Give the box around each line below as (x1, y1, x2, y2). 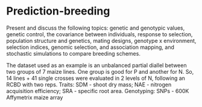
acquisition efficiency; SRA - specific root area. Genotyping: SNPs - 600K (6, 87, 189, 94)
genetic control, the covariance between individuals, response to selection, (6, 30, 193, 37)
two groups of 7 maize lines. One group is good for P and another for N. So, (6, 68, 194, 75)
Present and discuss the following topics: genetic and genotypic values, (6, 24, 185, 31)
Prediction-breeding (6, 4, 110, 18)
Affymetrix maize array (6, 94, 63, 101)
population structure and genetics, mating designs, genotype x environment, (6, 37, 197, 44)
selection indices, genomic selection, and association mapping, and (6, 44, 175, 51)
